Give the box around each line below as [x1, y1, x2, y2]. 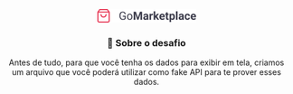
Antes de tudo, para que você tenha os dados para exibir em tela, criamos [8, 57, 285, 68]
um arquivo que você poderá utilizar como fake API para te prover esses [11, 67, 282, 78]
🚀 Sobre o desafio [107, 36, 186, 49]
